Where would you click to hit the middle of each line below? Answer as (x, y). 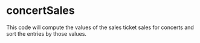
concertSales (40, 11)
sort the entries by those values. (46, 33)
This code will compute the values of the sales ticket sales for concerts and (100, 27)
